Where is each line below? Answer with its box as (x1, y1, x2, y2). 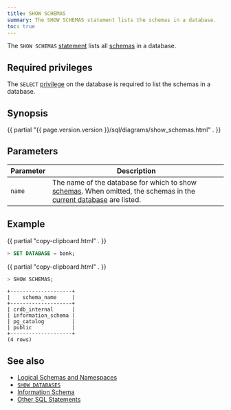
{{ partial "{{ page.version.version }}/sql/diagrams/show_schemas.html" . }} (7, 125, 221, 134)
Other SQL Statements (16, 396, 81, 404)
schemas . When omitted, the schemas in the (52, 186, 196, 196)
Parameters (7, 145, 58, 157)
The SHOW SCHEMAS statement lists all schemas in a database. (7, 42, 177, 50)
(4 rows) (7, 336, 32, 343)
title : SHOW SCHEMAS (7, 10, 67, 17)
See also (7, 355, 45, 367)
